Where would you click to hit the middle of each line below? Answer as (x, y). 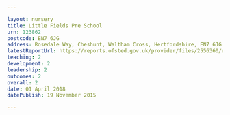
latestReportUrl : (32, 51)
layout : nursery (30, 19)
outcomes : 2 (24, 76)
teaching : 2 (24, 57)
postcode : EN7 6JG (33, 38)
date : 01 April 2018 (37, 89)
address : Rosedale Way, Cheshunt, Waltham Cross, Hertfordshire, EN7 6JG (115, 45)
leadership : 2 (27, 70)
